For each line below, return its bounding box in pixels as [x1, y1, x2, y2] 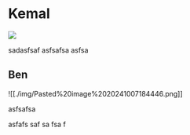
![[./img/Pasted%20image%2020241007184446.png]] [8, 89, 183, 98]
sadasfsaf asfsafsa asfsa [8, 45, 89, 55]
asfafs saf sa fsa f [8, 119, 67, 129]
